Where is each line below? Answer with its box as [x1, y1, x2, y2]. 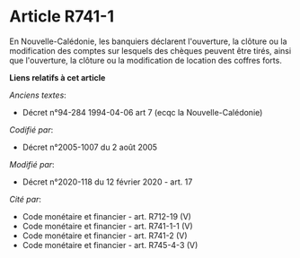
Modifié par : [9, 159, 56, 169]
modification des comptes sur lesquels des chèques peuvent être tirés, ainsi [9, 45, 292, 56]
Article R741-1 [9, 6, 115, 27]
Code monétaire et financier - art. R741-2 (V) [22, 230, 188, 241]
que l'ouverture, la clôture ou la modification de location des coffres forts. [9, 55, 283, 65]
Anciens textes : [9, 90, 67, 100]
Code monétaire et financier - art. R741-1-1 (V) [22, 220, 193, 231]
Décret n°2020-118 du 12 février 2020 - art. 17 [22, 176, 193, 187]
